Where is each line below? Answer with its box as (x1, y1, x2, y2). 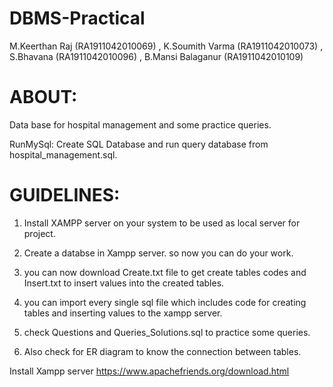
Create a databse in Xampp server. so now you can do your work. (23, 247, 294, 259)
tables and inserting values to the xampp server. (23, 307, 223, 319)
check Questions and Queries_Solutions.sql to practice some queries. (23, 326, 311, 338)
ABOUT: (9, 86, 78, 109)
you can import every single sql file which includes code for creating (23, 296, 307, 308)
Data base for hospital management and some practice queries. (9, 118, 272, 131)
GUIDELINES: (9, 184, 121, 207)
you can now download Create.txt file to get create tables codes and (23, 266, 307, 278)
